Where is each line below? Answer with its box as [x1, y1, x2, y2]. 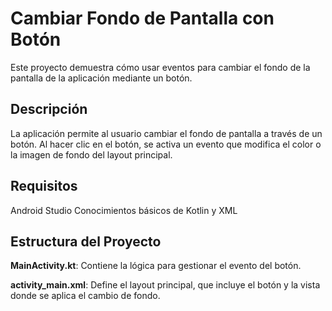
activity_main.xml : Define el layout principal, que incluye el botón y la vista [10, 279, 321, 291]
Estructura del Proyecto [10, 233, 162, 250]
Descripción [10, 101, 88, 118]
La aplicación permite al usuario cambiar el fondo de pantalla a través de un [10, 127, 323, 139]
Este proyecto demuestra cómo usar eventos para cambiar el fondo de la [10, 61, 311, 73]
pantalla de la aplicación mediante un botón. [10, 72, 193, 84]
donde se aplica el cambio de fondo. [10, 290, 161, 302]
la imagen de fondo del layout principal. [10, 148, 173, 161]
